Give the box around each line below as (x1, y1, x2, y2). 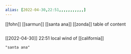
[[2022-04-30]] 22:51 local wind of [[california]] (5, 35, 104, 41)
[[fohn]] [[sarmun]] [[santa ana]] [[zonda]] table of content (5, 21, 126, 27)
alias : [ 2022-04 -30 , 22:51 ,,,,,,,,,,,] (5, 7, 86, 12)
